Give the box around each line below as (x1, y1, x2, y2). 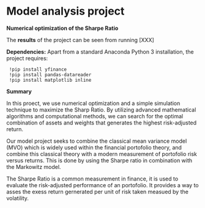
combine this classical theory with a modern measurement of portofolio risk (6, 150, 198, 157)
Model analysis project (6, 4, 125, 18)
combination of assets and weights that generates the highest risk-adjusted (6, 119, 197, 126)
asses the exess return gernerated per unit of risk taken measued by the (6, 188, 188, 195)
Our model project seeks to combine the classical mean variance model (6, 137, 187, 145)
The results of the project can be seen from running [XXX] (6, 36, 154, 43)
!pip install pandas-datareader (9, 71, 92, 77)
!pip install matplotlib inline (9, 77, 92, 83)
